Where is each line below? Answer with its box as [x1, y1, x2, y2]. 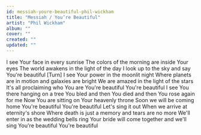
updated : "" [6, 42, 36, 48]
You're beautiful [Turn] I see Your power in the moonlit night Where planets [6, 71, 192, 78]
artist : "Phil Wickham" [6, 20, 66, 26]
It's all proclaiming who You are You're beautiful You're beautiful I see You [6, 84, 189, 91]
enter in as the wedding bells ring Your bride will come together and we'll [6, 115, 187, 122]
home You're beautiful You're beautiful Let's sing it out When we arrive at [6, 103, 188, 110]
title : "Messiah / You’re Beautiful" [6, 14, 101, 20]
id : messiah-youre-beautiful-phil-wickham [6, 8, 114, 15]
